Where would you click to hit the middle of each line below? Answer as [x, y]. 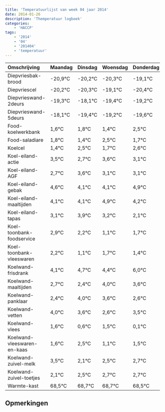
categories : [17, 23]
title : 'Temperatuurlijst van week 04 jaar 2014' [57, 10]
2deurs [16, 103]
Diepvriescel [22, 90]
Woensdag [115, 67]
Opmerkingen [27, 403]
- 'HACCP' [24, 28]
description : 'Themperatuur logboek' [44, 19]
